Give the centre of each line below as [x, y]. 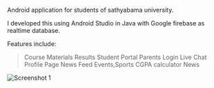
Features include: [32, 44]
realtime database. [34, 31]
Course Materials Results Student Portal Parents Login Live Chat [115, 57]
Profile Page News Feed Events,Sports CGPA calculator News [112, 64]
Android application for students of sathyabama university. [90, 10]
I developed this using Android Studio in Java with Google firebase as [106, 23]
